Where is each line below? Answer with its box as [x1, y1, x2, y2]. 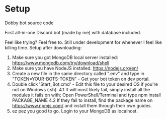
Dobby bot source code [5, 20, 54, 26]
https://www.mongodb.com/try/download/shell [12, 59, 110, 66]
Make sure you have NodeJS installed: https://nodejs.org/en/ [12, 65, 139, 71]
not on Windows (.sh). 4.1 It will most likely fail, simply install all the [12, 86, 150, 92]
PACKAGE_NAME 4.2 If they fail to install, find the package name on [12, 97, 153, 103]
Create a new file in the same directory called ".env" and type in [12, 70, 144, 76]
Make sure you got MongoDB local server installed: [12, 54, 119, 61]
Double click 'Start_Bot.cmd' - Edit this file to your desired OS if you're [12, 81, 158, 87]
